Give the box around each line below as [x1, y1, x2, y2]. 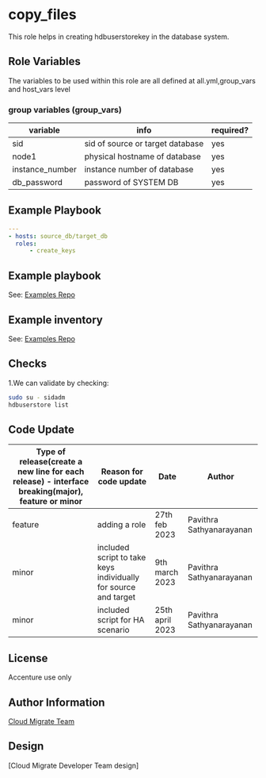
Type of [36, 446, 66, 457]
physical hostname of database [84, 151, 202, 162]
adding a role [97, 519, 146, 530]
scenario [97, 625, 130, 636]
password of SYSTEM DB [84, 177, 179, 188]
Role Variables [8, 55, 81, 68]
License [8, 651, 48, 664]
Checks [8, 357, 47, 371]
